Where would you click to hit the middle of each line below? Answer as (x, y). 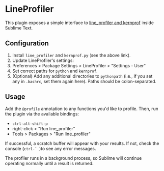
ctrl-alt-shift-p (30, 124)
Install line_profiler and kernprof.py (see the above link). (71, 55)
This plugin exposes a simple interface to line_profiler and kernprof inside (79, 23)
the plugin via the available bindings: (42, 114)
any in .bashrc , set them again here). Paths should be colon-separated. (84, 81)
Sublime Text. (19, 28)
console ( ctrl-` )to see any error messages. (51, 148)
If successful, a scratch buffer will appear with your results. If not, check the (82, 143)
